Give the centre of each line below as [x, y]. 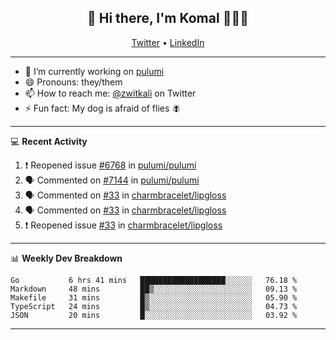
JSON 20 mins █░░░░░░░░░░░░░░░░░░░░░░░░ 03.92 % [154, 315]
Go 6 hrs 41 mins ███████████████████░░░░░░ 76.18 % [154, 280]
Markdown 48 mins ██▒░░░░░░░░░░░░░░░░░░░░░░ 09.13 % [154, 289]
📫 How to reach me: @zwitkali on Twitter [110, 93]
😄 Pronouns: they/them [73, 82]
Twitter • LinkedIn [168, 42]
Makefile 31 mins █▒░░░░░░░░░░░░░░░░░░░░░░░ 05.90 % [154, 297]
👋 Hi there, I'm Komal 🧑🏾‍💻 [168, 18]
